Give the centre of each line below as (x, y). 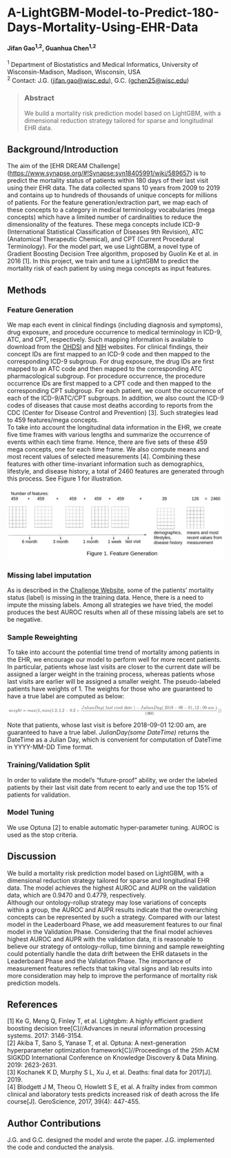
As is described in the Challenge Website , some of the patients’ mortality (111, 590)
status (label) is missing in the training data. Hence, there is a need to (106, 597)
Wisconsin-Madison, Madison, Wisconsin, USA (74, 72)
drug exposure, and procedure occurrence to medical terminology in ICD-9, (115, 332)
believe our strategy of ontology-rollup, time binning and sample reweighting (116, 946)
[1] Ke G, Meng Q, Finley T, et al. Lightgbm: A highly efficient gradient (105, 1021)
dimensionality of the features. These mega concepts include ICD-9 (103, 225)
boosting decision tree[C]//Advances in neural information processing (106, 1028)
